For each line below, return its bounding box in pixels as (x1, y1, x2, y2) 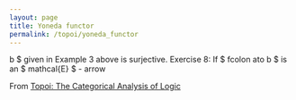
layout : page (9, 12, 58, 22)
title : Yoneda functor (9, 21, 94, 30)
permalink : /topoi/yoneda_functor (9, 29, 139, 38)
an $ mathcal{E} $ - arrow (9, 63, 106, 74)
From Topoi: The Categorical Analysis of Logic (9, 81, 182, 92)
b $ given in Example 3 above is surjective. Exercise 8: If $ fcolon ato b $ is (9, 54, 288, 65)
